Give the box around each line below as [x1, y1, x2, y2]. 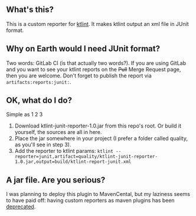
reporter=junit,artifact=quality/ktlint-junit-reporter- [14, 153, 158, 160]
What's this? [6, 5, 54, 15]
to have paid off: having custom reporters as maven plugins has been [6, 197, 175, 204]
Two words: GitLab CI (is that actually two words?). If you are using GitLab [6, 59, 187, 67]
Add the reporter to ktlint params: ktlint [14, 148, 113, 155]
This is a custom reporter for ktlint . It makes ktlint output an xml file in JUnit [6, 20, 189, 27]
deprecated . [6, 203, 36, 210]
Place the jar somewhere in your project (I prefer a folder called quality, [14, 135, 188, 142]
